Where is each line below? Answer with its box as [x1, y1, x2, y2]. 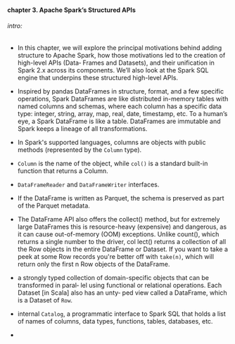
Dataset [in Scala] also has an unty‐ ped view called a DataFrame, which [17, 288, 227, 297]
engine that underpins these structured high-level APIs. [17, 73, 178, 82]
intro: [7, 22, 23, 30]
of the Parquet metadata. [17, 201, 90, 210]
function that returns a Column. [17, 166, 109, 175]
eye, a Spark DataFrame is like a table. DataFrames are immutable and [17, 117, 221, 125]
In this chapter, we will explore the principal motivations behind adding [17, 43, 222, 52]
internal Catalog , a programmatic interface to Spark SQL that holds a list [17, 310, 227, 318]
